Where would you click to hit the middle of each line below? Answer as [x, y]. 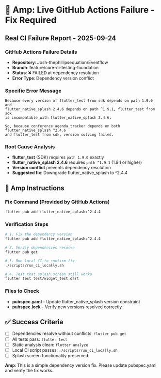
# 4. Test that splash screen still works [48, 274]
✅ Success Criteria [34, 322]
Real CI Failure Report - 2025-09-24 [61, 38]
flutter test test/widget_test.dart [42, 279]
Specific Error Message [33, 91]
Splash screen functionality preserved [50, 355]
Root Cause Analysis [30, 147]
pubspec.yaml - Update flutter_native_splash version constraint [76, 301]
